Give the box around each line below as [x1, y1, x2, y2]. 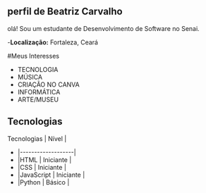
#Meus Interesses [7, 51, 60, 60]
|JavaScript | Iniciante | [17, 170, 85, 179]
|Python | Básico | [17, 178, 70, 186]
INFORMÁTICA [17, 87, 61, 96]
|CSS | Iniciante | [17, 163, 67, 171]
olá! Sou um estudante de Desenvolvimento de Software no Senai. [7, 24, 200, 32]
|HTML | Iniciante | [17, 155, 72, 164]
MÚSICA [17, 73, 43, 81]
